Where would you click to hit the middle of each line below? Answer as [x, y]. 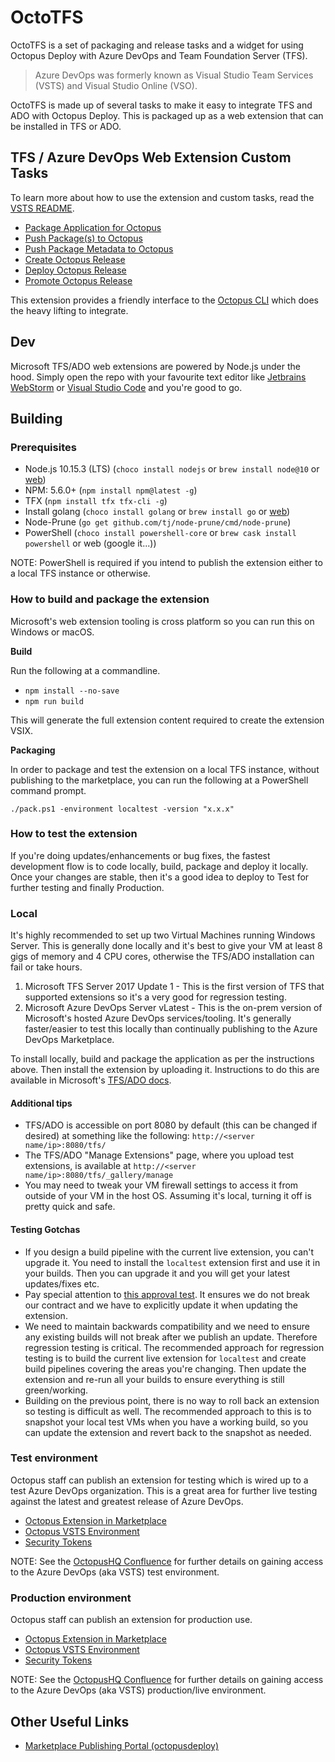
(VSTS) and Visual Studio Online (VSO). [116, 85]
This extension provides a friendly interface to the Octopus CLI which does [164, 300]
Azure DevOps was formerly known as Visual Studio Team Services [174, 75]
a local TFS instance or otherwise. [80, 573]
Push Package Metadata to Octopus [99, 248]
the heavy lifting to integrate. [69, 310]
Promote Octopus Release [78, 280]
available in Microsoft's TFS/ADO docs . [91, 1080]
